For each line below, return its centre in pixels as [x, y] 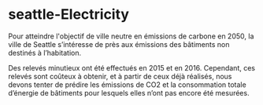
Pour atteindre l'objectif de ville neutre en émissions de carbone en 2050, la [131, 36]
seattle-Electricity [69, 14]
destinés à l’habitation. [44, 52]
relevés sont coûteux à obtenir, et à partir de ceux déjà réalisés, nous [120, 76]
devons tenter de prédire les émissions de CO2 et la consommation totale [127, 85]
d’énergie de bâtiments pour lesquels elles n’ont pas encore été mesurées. [129, 92]
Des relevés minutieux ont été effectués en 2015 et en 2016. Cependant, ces [132, 67]
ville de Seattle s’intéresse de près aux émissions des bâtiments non [119, 44]
